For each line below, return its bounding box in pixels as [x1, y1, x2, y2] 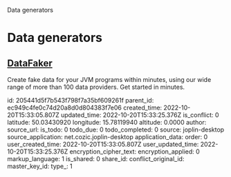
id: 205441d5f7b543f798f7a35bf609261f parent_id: [7, 96, 154, 104]
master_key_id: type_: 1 [7, 162, 73, 170]
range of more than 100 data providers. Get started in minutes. [7, 83, 185, 91]
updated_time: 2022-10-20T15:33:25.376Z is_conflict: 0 [61, 111, 219, 119]
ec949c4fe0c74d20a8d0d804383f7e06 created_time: [7, 103, 163, 112]
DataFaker [7, 57, 53, 69]
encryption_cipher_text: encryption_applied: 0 [69, 147, 201, 156]
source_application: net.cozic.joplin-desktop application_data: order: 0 [7, 133, 208, 140]
